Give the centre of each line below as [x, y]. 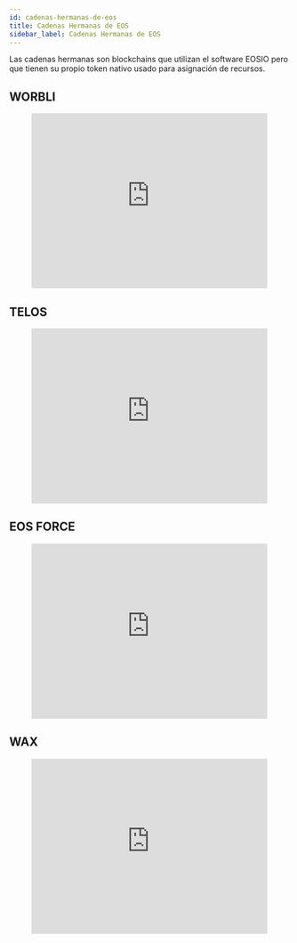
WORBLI [32, 97]
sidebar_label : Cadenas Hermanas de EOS [85, 34]
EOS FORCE [42, 527]
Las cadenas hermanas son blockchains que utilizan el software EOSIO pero [149, 60]
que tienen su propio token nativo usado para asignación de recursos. [137, 69]
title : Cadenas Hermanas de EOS [69, 26]
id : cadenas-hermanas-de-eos [63, 17]
